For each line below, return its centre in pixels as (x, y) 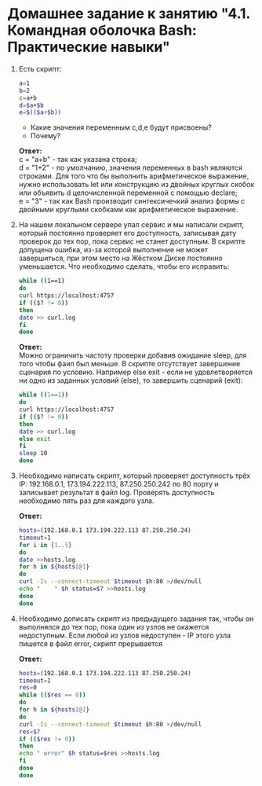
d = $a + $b (31, 105)
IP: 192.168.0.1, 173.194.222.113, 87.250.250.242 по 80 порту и (118, 484)
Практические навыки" (89, 47)
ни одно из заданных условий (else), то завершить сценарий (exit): (131, 380)
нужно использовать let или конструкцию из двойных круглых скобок (136, 185)
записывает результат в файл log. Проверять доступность (116, 493)
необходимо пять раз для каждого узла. (86, 501)
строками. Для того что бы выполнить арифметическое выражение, (134, 176)
